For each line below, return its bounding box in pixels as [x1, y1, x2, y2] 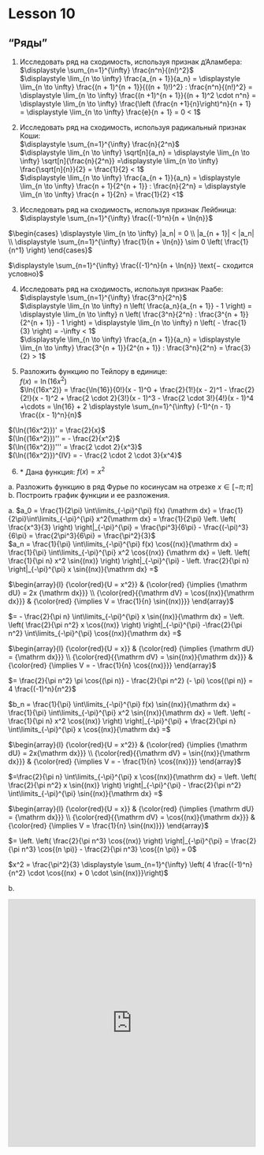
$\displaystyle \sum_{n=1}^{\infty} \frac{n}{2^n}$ [19, 140, 180, 148]
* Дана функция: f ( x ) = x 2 [19, 465, 106, 477]
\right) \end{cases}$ [26, 245, 93, 255]
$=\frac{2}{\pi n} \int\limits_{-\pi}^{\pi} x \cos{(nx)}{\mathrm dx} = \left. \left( [8, 772, 257, 782]
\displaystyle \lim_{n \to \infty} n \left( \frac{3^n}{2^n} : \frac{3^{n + [19, 309, 239, 319]
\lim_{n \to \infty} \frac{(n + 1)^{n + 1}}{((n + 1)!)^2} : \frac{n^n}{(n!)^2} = [19, 82, 254, 92]
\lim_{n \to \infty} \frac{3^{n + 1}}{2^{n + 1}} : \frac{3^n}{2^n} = [19, 343, 224, 352]
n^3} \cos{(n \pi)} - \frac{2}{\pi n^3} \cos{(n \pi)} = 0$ [20, 845, 197, 854]
